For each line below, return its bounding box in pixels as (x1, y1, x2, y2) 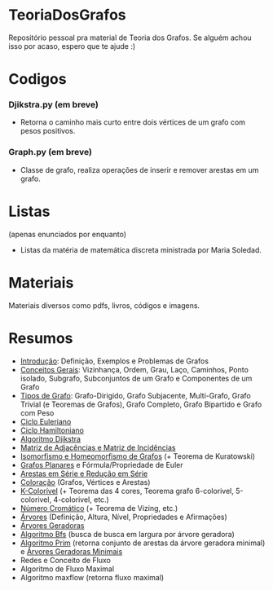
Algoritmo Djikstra (20, 434, 81, 443)
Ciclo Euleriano (20, 416, 72, 426)
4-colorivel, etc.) (52, 495, 110, 504)
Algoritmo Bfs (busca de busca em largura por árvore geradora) (20, 529, 235, 539)
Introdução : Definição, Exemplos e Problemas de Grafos (20, 356, 209, 366)
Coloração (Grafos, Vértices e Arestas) (20, 477, 151, 487)
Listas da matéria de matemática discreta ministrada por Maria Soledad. (20, 244, 262, 254)
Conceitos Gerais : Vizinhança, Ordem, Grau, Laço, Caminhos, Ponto (20, 364, 249, 374)
